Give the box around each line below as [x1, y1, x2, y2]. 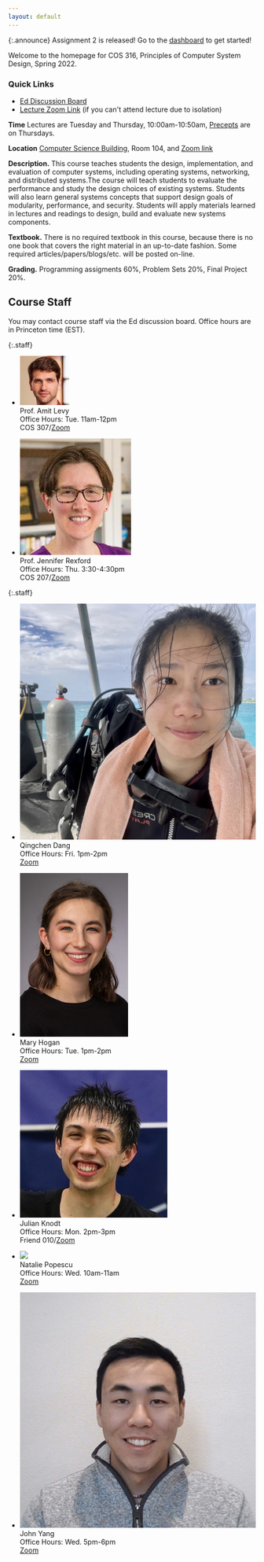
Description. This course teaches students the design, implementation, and [8, 158, 254, 168]
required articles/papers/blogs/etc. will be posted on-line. [8, 249, 195, 259]
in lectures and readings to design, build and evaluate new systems [8, 208, 226, 218]
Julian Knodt [19, 1218, 61, 1228]
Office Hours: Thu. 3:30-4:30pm [19, 564, 126, 573]
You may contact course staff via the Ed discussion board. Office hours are [8, 316, 251, 326]
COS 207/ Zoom [19, 573, 71, 582]
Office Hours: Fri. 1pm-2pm [19, 849, 108, 858]
